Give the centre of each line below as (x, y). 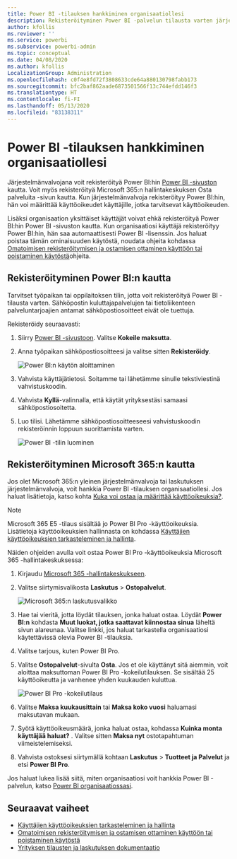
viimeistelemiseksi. (45, 744)
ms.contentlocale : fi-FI (44, 100)
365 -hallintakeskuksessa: (45, 560)
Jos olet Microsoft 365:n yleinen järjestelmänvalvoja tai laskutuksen (106, 481)
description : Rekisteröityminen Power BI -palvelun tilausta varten (110, 21)
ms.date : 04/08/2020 (38, 60)
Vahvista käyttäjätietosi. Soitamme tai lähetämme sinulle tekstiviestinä (119, 378)
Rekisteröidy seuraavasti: (44, 324)
